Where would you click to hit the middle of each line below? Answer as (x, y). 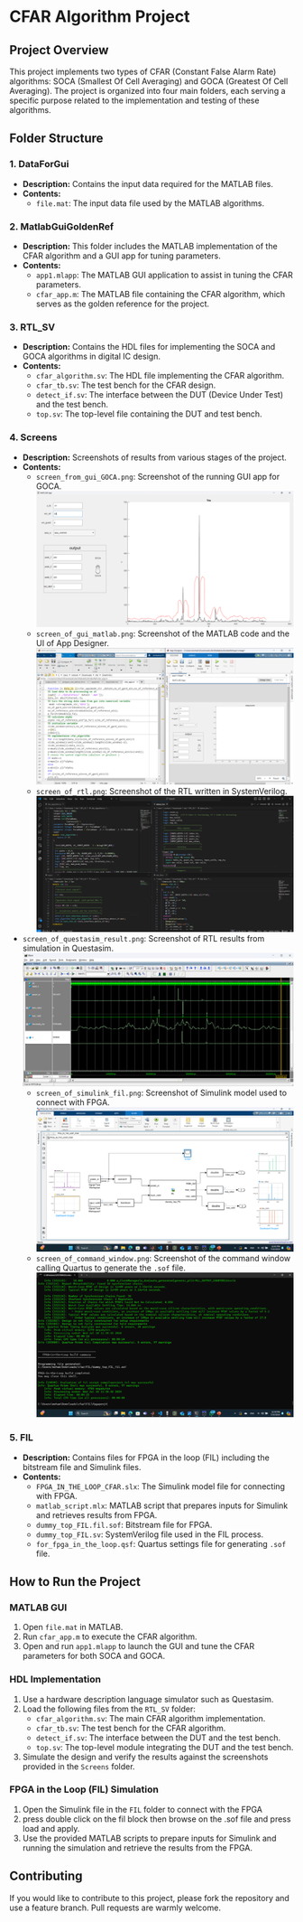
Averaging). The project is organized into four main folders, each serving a (147, 91)
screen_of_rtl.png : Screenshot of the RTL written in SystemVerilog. (161, 791)
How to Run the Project (75, 1582)
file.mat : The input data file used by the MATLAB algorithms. (150, 203)
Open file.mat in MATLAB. (73, 1627)
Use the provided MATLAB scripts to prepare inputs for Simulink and (149, 1838)
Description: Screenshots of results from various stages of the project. (154, 457)
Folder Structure (56, 139)
